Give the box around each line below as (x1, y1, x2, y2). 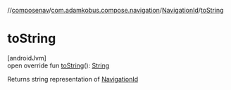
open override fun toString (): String (7, 61, 110, 70)
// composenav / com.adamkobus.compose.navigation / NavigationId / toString (7, 6, 224, 14)
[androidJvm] (7, 53, 47, 62)
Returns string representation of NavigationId (7, 75, 139, 83)
